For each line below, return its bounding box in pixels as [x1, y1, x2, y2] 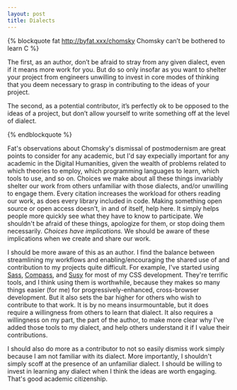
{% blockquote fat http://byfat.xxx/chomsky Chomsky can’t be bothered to [7, 36, 225, 45]
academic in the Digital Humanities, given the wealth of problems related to [7, 159, 226, 167]
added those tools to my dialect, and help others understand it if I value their [7, 323, 230, 331]
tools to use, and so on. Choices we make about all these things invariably [7, 174, 224, 183]
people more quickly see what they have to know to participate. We [7, 212, 204, 220]
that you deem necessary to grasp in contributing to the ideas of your [7, 80, 210, 88]
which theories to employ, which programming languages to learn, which [7, 166, 220, 175]
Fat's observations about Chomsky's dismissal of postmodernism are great [7, 144, 226, 152]
